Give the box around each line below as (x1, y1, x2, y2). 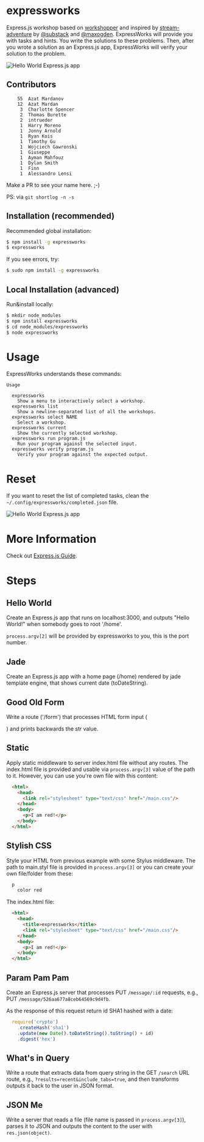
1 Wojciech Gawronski (19, 144, 78, 150)
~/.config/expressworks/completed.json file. (6, 499, 118, 506)
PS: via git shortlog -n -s (6, 193, 74, 201)
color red (17, 887, 43, 893)
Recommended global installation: (6, 227, 91, 234)
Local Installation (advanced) (6, 284, 120, 295)
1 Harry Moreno (19, 122, 62, 128)
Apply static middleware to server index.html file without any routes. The (6, 759, 189, 766)
